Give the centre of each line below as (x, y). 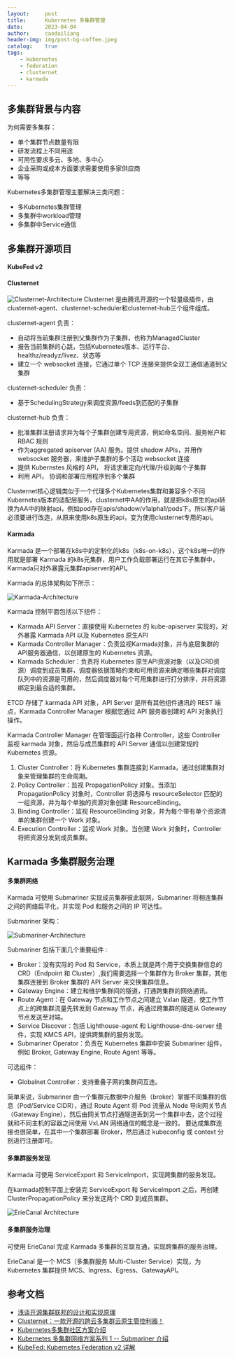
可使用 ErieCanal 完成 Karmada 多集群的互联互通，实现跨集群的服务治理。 (114, 1246)
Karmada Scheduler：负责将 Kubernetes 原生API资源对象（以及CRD (115, 661)
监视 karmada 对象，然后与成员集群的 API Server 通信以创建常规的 (103, 743)
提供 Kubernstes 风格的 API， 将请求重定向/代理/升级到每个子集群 (112, 467)
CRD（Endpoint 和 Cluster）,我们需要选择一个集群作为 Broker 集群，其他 (122, 973)
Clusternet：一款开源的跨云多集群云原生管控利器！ (91, 1321)
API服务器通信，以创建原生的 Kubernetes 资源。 (86, 652)
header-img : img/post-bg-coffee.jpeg (62, 40)
